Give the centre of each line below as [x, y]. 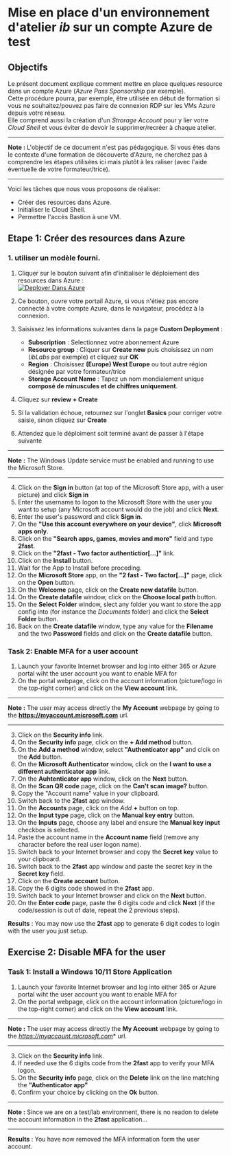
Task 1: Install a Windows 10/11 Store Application [90, 972]
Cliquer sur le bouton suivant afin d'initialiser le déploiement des [108, 273]
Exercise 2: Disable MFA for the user [87, 952]
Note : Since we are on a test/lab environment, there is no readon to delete [113, 1112]
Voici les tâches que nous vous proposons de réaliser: [84, 189]
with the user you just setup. [48, 931]
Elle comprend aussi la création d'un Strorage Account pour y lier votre [108, 120]
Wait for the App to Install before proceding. [80, 568]
